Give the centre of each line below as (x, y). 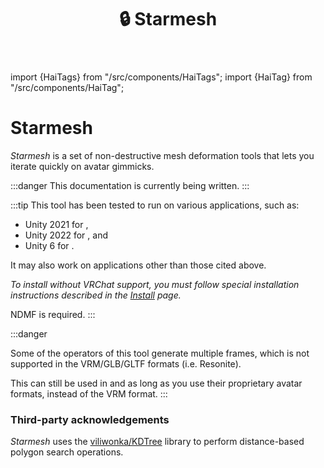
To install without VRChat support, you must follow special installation (155, 285)
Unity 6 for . (49, 246)
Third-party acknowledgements (90, 420)
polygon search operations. (67, 452)
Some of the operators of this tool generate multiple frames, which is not (160, 353)
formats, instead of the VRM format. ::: (89, 394)
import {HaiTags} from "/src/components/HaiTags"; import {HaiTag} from (161, 77)
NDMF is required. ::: (53, 315)
